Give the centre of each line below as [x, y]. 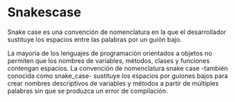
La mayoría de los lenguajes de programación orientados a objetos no [110, 53]
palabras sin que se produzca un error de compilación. [88, 91]
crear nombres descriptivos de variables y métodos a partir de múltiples [113, 83]
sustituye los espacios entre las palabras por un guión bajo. [95, 39]
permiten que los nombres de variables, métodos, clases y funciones [109, 60]
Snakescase [45, 12]
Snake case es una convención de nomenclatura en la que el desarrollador [117, 32]
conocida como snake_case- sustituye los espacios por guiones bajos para [118, 76]
